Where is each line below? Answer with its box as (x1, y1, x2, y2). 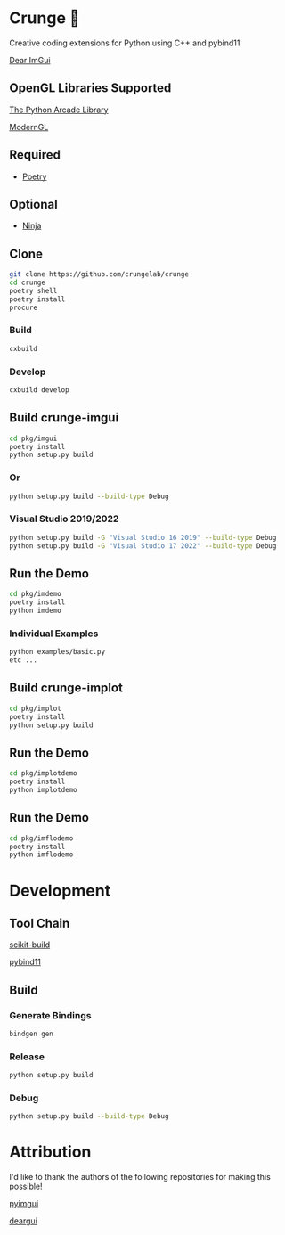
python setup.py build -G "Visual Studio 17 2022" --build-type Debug (9, 541, 277, 551)
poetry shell (9, 286, 58, 295)
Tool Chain (9, 915, 70, 930)
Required (9, 147, 61, 163)
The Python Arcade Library (9, 104, 109, 115)
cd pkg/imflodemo (9, 833, 74, 843)
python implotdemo (9, 786, 77, 795)
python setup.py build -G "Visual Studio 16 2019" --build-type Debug (9, 533, 277, 542)
